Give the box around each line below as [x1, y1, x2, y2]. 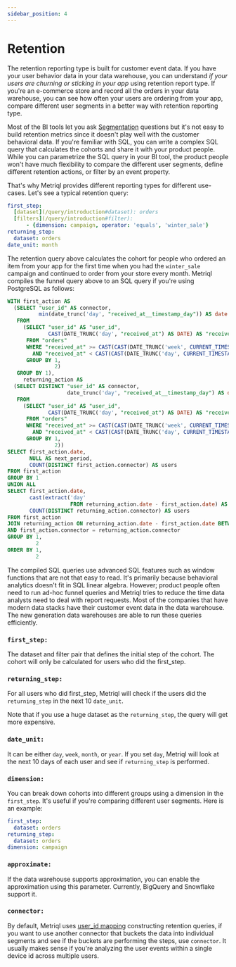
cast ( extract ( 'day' [29, 494, 86, 501]
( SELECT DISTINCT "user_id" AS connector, [13, 383, 140, 390]
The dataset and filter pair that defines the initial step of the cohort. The [7, 649, 215, 659]
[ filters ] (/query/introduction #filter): [13, 216, 133, 223]
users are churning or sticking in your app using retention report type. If [7, 79, 216, 87]
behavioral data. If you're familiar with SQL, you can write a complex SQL [7, 137, 219, 146]
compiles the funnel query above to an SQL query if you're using [7, 276, 195, 285]
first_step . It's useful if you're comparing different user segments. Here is [7, 797, 224, 805]
